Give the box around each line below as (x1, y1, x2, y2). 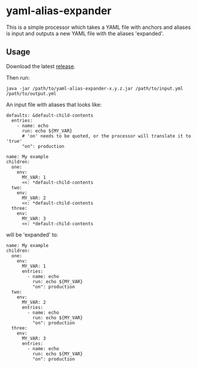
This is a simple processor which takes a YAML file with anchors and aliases (6, 24, 191, 31)
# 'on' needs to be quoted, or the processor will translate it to (21, 133, 192, 139)
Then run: (6, 74, 30, 81)
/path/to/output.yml (6, 90, 57, 97)
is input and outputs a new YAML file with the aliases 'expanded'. (6, 29, 164, 37)
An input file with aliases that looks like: (6, 101, 102, 108)
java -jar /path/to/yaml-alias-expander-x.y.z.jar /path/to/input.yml (6, 86, 183, 91)
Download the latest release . (6, 63, 75, 70)
